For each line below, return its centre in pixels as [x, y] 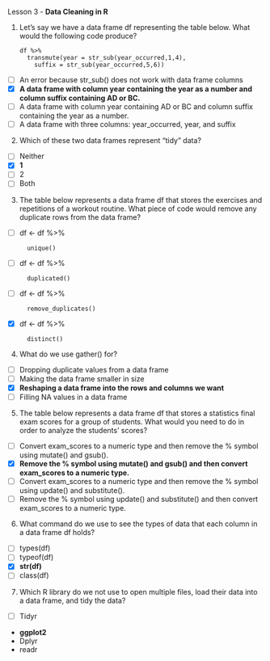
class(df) [34, 575]
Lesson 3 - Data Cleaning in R [58, 12]
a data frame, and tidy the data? [72, 600]
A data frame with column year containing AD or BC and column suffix [136, 107]
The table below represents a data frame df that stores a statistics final [137, 413]
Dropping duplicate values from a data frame [94, 369]
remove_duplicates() [61, 309]
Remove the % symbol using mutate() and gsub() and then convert [133, 464]
